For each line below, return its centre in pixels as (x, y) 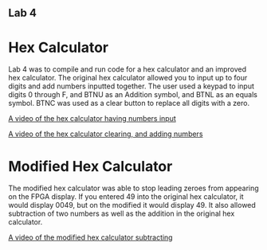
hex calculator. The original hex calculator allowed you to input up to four (128, 78)
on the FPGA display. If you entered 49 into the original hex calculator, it (126, 197)
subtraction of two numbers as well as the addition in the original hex (122, 213)
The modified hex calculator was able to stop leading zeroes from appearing (133, 188)
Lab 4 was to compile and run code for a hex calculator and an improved (128, 69)
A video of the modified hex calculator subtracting (90, 237)
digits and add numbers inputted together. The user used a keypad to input (132, 86)
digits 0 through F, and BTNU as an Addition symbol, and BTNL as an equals (133, 95)
